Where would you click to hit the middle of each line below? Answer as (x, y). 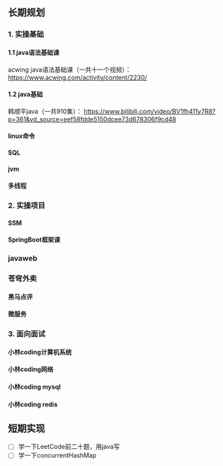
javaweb (23, 259)
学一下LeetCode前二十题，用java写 (69, 447)
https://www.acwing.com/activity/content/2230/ (77, 77)
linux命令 (22, 136)
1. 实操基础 (26, 34)
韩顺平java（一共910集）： (45, 111)
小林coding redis (33, 404)
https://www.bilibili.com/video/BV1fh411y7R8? (150, 111)
